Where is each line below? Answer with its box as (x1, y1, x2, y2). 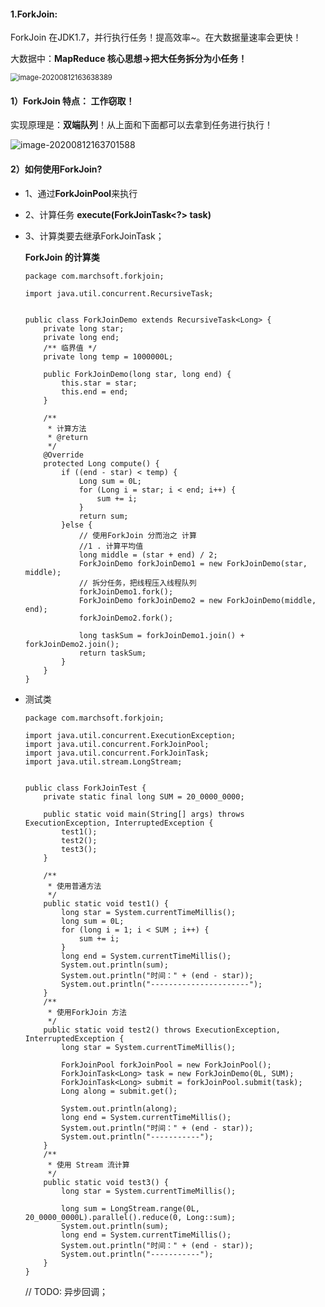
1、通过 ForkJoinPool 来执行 (24, 187, 138, 199)
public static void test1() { (43, 898, 169, 909)
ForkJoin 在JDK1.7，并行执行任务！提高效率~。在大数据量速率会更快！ (10, 31, 302, 44)
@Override (43, 450, 84, 460)
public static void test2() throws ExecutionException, (43, 1025, 281, 1035)
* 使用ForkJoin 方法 (47, 1007, 127, 1017)
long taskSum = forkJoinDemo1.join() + (78, 630, 245, 640)
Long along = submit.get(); (61, 1086, 178, 1096)
